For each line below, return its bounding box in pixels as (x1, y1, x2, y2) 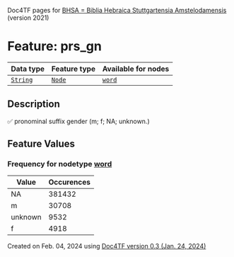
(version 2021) (7, 13, 49, 22)
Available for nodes (102, 64, 170, 74)
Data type (11, 64, 45, 74)
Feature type (51, 64, 95, 74)
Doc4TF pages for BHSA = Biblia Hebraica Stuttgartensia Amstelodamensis (7, 6, 227, 14)
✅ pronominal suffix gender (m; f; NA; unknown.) (7, 117, 150, 125)
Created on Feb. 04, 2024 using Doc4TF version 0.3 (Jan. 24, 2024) (7, 242, 206, 251)
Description (7, 98, 60, 110)
